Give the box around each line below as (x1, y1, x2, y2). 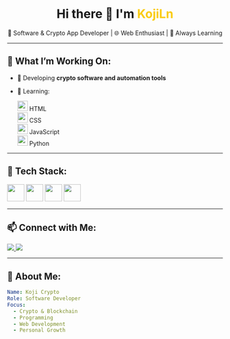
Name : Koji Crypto (7, 289, 60, 296)
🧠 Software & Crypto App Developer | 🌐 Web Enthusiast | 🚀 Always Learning (8, 29, 222, 37)
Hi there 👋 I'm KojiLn (56, 6, 174, 22)
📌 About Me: (7, 271, 62, 282)
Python (29, 139, 50, 147)
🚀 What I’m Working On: (7, 55, 112, 67)
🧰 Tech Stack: (7, 166, 67, 177)
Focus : (7, 301, 26, 308)
